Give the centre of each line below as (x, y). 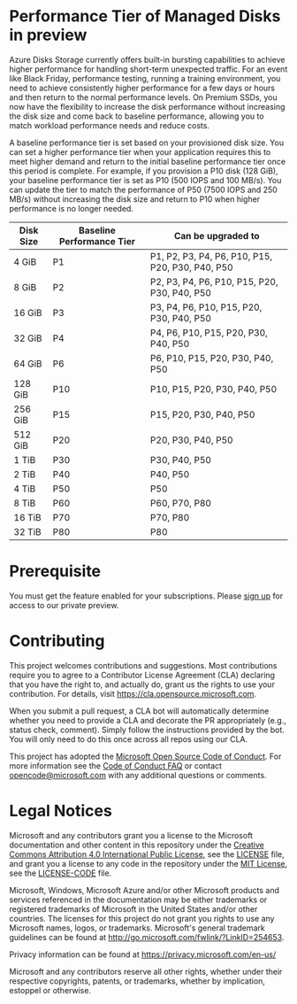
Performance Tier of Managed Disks (145, 16)
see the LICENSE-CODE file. (61, 873)
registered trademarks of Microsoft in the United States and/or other (133, 908)
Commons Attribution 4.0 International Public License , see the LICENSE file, (147, 854)
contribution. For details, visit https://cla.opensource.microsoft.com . (133, 693)
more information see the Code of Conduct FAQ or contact (116, 765)
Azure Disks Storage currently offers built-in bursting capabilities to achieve (147, 59)
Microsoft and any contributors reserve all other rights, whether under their (146, 971)
